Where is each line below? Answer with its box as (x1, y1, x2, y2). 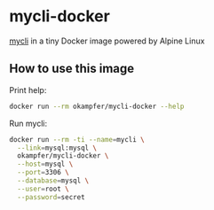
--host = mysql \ (17, 159, 74, 169)
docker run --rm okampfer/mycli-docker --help (9, 102, 185, 111)
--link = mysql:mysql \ (17, 144, 98, 152)
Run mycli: (9, 118, 47, 128)
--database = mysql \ (17, 176, 90, 185)
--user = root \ (17, 184, 69, 193)
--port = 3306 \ (17, 168, 69, 177)
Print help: (9, 84, 47, 95)
